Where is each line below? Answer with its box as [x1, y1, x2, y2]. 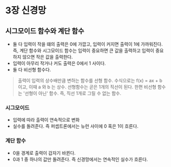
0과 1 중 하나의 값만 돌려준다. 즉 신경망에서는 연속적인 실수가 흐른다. [12, 156, 148, 162]
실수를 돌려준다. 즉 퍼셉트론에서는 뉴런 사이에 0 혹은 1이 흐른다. [12, 123, 139, 129]
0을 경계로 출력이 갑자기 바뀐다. [12, 150, 76, 156]
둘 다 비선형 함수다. [12, 67, 51, 73]
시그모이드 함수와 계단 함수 [5, 27, 84, 35]
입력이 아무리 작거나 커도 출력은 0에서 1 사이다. [12, 60, 106, 66]
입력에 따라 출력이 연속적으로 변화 [12, 117, 80, 123]
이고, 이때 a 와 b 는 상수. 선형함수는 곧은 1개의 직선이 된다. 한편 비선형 [17, 84, 157, 90]
